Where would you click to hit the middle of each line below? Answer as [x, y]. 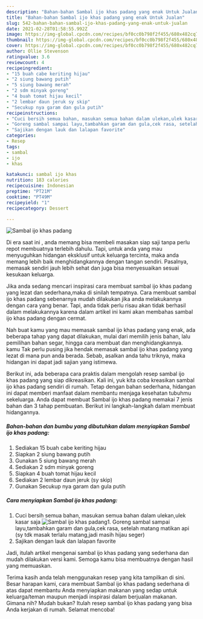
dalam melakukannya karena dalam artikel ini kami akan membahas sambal [100, 312]
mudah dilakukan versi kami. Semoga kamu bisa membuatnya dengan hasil [100, 559]
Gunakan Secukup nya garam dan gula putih [70, 487]
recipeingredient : [29, 68]
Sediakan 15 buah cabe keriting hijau [61, 448]
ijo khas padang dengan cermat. [47, 319]
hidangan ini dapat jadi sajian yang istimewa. [62, 362]
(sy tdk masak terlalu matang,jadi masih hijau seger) [80, 535]
